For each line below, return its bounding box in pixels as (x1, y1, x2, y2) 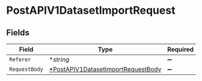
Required (167, 46, 194, 53)
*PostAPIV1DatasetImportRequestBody (49, 65, 162, 73)
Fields (6, 28, 30, 38)
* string (49, 55, 70, 64)
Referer (9, 56, 31, 63)
